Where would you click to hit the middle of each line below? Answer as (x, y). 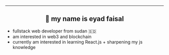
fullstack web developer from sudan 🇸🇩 (54, 31)
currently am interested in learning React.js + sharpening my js (77, 42)
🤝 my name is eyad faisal (84, 19)
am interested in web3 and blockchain (52, 36)
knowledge (24, 47)
